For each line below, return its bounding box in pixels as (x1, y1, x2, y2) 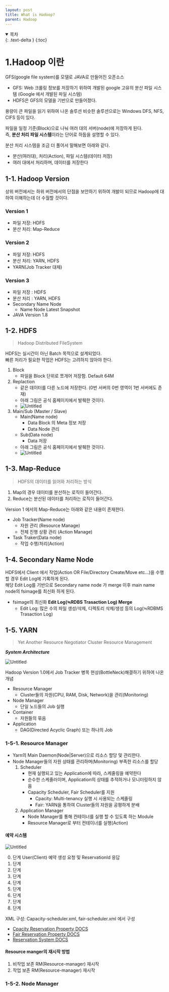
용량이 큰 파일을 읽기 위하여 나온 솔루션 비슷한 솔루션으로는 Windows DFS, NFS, (5, 108, 164, 114)
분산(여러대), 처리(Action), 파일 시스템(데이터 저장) (12, 153, 112, 159)
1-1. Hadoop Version (5, 174, 70, 183)
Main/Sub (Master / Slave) (12, 408, 67, 414)
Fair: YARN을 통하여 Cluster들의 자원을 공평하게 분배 (35, 802, 140, 808)
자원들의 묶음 (20, 715, 46, 721)
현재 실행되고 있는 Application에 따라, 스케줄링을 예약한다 (27, 770, 141, 776)
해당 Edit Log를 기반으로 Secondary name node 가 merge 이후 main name (5, 582, 155, 588)
